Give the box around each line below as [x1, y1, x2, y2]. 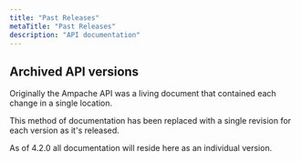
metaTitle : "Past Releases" [9, 22, 117, 31]
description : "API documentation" [9, 30, 141, 39]
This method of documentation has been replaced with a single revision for [9, 116, 292, 126]
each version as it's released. [9, 125, 120, 136]
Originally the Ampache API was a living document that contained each [9, 88, 276, 99]
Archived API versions [9, 64, 140, 79]
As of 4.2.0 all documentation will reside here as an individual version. [9, 143, 273, 154]
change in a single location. [9, 97, 113, 109]
